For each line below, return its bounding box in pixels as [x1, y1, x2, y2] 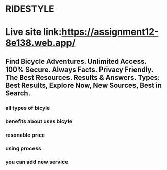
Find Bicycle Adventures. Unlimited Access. [5, 57, 147, 66]
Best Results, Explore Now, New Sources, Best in [5, 81, 162, 89]
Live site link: [5, 26, 62, 38]
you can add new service [5, 158, 69, 165]
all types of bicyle [5, 104, 50, 111]
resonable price [5, 131, 45, 139]
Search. [5, 89, 31, 97]
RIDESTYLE [5, 3, 54, 15]
